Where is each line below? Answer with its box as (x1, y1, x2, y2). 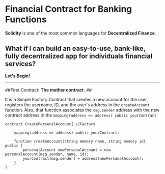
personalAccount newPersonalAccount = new (23, 147, 111, 152)
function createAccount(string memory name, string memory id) (14, 139, 146, 144)
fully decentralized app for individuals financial (5, 52, 153, 60)
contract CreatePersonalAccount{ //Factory (5, 121, 96, 126)
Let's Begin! (5, 73, 30, 79)
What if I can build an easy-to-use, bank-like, (5, 44, 146, 53)
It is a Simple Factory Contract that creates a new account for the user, (5, 96, 148, 102)
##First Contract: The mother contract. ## (5, 87, 92, 93)
